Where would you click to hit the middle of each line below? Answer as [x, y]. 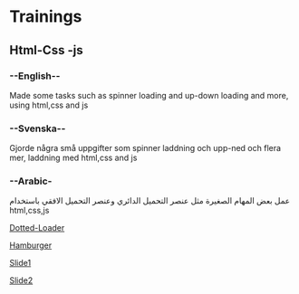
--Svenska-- [38, 128]
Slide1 [20, 263]
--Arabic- [31, 181]
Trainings [46, 17]
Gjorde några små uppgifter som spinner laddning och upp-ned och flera [145, 148]
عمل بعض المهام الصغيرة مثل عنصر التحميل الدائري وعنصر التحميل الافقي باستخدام [150, 201]
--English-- [35, 76]
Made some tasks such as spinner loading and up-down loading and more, [149, 95]
